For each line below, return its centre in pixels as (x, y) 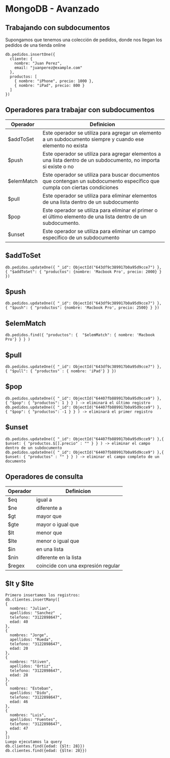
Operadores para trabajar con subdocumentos (80, 110)
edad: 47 (19, 729)
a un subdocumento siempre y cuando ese (93, 139)
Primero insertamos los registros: (43, 595)
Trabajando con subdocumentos (58, 28)
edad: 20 (19, 649)
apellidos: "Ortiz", (31, 666)
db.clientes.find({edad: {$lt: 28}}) (45, 746)
